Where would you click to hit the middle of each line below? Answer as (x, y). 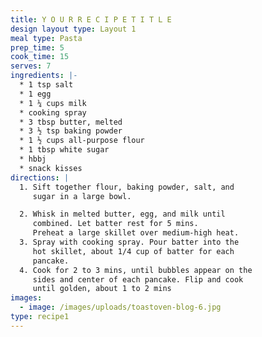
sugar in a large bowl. (82, 196)
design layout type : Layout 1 (73, 29)
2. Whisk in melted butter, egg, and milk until (122, 214)
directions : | (40, 177)
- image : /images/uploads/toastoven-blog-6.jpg (120, 307)
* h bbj (33, 159)
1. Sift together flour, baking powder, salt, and (127, 187)
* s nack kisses (51, 168)
